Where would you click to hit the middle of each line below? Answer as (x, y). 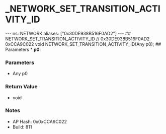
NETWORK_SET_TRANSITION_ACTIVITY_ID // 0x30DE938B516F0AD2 (77, 39)
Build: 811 (22, 127)
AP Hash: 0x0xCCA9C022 (39, 121)
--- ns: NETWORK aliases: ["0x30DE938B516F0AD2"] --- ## (68, 33)
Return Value (21, 87)
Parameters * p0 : (23, 49)
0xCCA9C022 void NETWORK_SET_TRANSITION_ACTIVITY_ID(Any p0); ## (83, 44)
